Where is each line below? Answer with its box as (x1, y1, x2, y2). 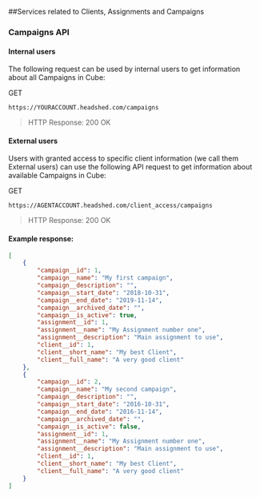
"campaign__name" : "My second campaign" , (37, 385, 178, 394)
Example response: (8, 233, 74, 243)
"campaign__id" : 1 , (37, 267, 102, 275)
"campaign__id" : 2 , (37, 378, 102, 386)
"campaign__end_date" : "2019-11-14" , (37, 296, 162, 304)
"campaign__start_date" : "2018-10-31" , (37, 288, 170, 296)
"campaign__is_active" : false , (37, 423, 142, 431)
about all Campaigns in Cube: (8, 73, 106, 82)
